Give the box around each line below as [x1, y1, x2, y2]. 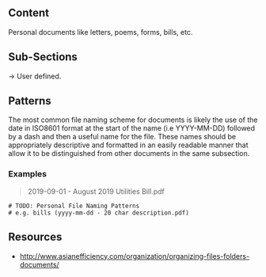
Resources [8, 230, 63, 244]
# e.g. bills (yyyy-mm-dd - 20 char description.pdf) [8, 209, 190, 217]
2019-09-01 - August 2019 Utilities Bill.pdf [27, 186, 165, 196]
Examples [8, 169, 47, 180]
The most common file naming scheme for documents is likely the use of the [8, 115, 258, 125]
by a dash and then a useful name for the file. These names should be [8, 132, 236, 142]
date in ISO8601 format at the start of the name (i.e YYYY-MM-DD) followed [8, 123, 256, 133]
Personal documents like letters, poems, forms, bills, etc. [8, 27, 193, 36]
